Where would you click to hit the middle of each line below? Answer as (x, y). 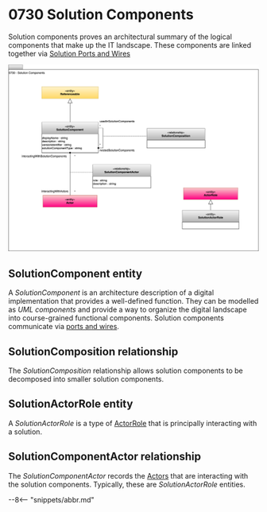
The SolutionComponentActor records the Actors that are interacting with (128, 475)
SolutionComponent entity (75, 273)
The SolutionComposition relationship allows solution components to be (126, 370)
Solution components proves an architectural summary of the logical (120, 37)
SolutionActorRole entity (71, 404)
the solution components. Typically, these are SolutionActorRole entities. (127, 484)
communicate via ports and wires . (64, 327)
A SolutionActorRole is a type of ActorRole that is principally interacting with (133, 423)
